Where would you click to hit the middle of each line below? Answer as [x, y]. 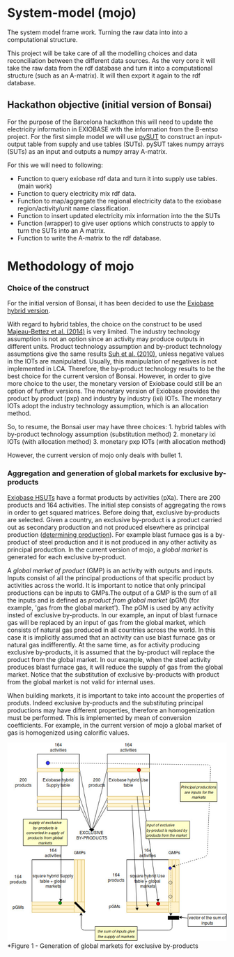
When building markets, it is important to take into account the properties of [116, 695]
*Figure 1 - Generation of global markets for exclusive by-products [103, 946]
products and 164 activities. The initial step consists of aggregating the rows [117, 505]
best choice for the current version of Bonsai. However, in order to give [109, 376]
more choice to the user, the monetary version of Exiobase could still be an [115, 384]
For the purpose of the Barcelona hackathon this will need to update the [110, 122]
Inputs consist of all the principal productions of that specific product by [111, 577]
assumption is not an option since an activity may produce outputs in [106, 339]
